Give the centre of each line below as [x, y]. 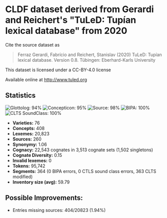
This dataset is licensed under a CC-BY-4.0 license [58, 70]
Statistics [21, 95]
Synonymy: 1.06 [30, 144]
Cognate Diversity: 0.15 [37, 155]
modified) [22, 177]
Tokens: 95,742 [29, 166]
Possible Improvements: [44, 198]
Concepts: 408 [28, 128]
